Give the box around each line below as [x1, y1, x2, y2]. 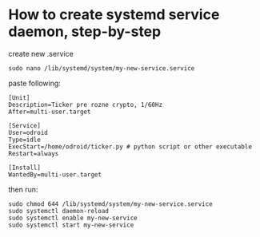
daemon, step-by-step [8, 22, 162, 41]
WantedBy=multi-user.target [8, 170, 102, 179]
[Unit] [8, 93, 30, 101]
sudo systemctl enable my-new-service [8, 214, 138, 222]
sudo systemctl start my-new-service [8, 221, 134, 229]
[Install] [8, 164, 42, 172]
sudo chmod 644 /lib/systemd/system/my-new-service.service [8, 199, 214, 208]
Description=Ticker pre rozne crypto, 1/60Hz [8, 101, 162, 109]
